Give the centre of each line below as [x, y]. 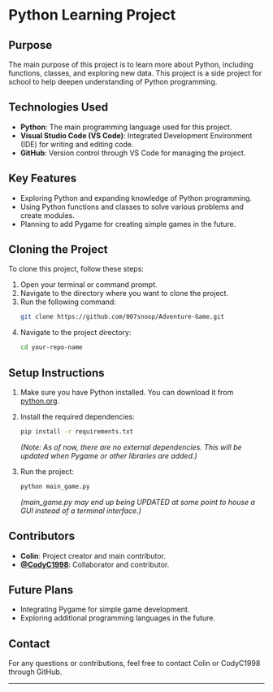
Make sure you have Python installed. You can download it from [127, 392]
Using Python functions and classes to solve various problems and [132, 207]
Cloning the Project [58, 250]
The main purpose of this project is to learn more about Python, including [131, 64]
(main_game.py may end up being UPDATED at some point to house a [138, 502]
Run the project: [47, 471]
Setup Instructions [56, 373]
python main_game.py [55, 486]
